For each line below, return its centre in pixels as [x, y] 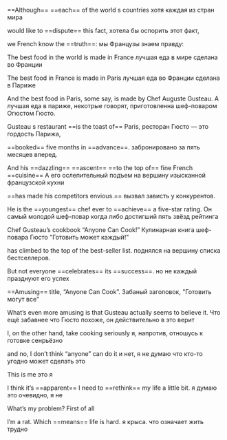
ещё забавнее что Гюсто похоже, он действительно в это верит [101, 320]
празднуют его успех [39, 279]
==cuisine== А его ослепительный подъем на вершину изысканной [107, 175]
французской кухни [36, 182]
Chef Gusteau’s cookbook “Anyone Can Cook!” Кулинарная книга [101, 230]
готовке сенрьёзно [35, 341]
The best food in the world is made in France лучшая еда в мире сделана [112, 57]
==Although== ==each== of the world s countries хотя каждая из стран [111, 10]
